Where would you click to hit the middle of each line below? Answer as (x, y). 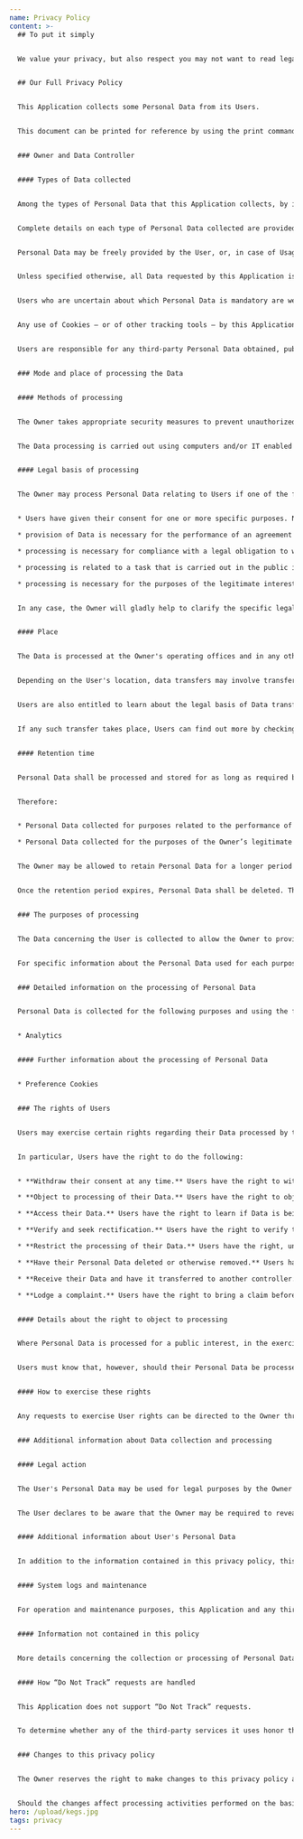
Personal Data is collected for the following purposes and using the (153, 1012)
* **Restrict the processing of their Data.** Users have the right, (151, 1246)
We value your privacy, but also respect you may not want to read (147, 59)
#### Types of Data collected (74, 180)
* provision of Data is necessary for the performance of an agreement (155, 535)
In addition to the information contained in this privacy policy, (147, 1562)
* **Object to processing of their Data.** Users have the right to (149, 1198)
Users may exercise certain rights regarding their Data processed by (153, 1133)
